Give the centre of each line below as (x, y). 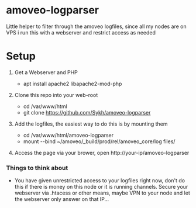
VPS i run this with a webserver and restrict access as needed (81, 32)
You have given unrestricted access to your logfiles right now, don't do (100, 181)
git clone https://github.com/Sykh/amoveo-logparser (87, 112)
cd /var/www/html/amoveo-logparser (68, 135)
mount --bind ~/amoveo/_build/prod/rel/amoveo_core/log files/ (99, 141)
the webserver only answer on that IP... (62, 199)
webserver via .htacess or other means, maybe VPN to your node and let (102, 193)
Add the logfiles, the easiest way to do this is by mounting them (91, 124)
